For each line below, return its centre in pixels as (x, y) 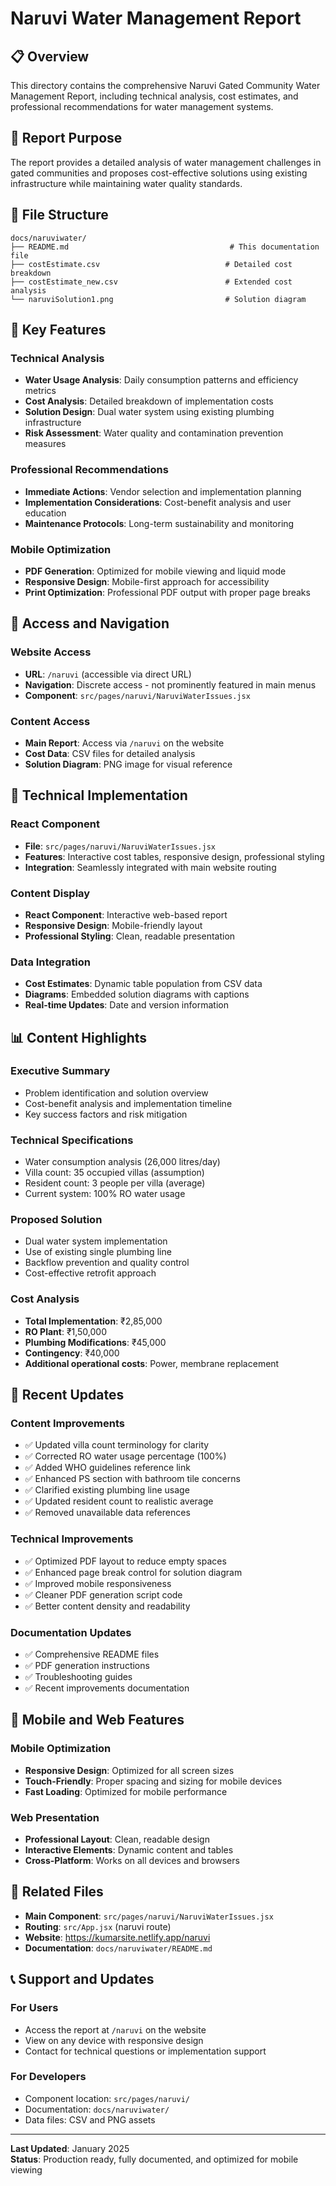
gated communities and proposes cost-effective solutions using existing (159, 173)
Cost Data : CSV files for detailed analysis (110, 753)
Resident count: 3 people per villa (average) (115, 1183)
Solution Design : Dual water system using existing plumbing (149, 412)
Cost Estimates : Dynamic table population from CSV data (143, 984)
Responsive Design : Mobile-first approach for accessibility (147, 581)
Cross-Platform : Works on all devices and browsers (132, 1861)
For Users (34, 2008)
